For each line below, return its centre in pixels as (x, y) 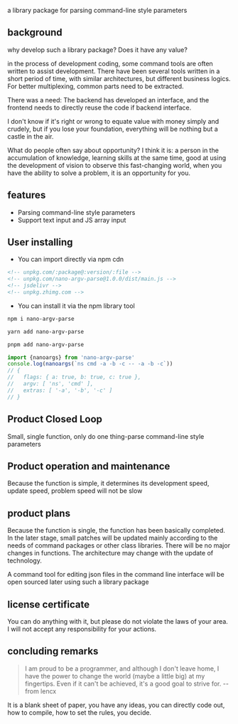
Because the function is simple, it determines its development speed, (108, 484)
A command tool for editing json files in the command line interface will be (116, 575)
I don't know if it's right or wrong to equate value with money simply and (113, 121)
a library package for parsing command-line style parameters (97, 10)
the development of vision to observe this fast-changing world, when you (115, 165)
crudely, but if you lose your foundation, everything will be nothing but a (113, 129)
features (27, 195)
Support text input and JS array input (72, 220)
